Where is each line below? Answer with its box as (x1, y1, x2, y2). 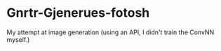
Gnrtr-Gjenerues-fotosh (6, 5, 150, 21)
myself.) (6, 35, 30, 43)
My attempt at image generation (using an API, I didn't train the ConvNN (6, 28, 215, 36)
